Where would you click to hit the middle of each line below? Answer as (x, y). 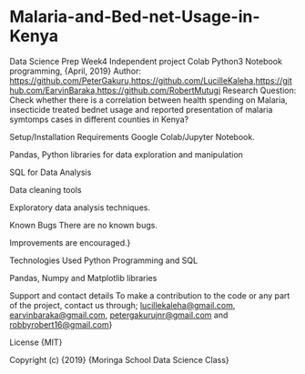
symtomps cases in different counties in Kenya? (99, 119)
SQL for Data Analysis (51, 172)
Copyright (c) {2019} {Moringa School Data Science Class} (119, 359)
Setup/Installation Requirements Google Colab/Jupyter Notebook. (132, 136)
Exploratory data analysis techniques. (80, 207)
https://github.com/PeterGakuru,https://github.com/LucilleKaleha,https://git (151, 80)
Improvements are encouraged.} (70, 242)
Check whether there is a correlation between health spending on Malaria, (149, 100)
